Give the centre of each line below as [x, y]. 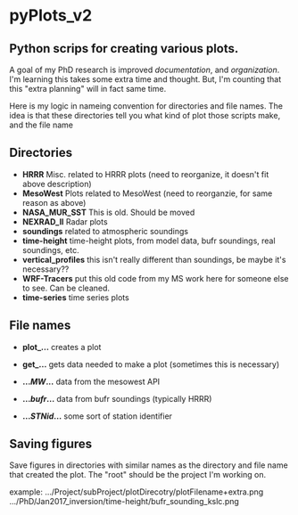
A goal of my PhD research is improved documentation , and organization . [145, 69]
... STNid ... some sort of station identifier [97, 416]
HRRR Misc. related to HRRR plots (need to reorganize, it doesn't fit [145, 174]
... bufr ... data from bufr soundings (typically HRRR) [117, 398]
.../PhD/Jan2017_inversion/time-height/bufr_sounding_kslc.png [124, 502]
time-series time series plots [75, 297]
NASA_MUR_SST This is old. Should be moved [108, 212]
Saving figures [51, 444]
